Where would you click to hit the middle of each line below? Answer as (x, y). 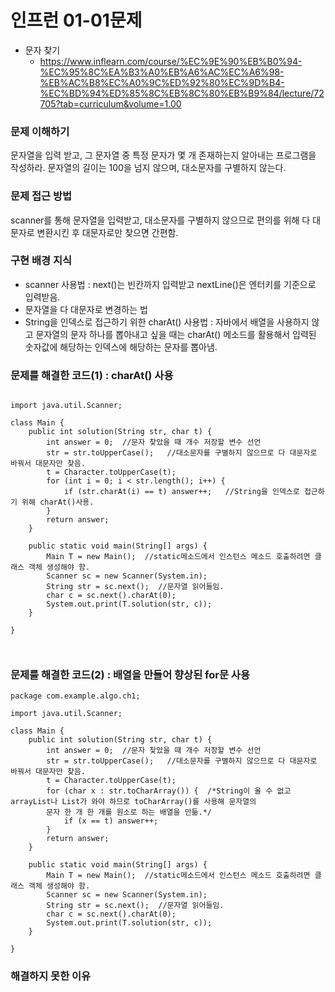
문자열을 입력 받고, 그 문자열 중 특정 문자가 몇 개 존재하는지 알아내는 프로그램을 (163, 155)
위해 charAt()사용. (58, 502)
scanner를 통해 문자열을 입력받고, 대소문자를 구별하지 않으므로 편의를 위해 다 (160, 220)
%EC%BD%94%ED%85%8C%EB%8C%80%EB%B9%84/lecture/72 (182, 93)
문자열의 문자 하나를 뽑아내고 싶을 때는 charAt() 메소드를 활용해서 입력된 (176, 334)
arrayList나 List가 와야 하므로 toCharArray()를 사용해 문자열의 (133, 802)
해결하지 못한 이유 (51, 976)
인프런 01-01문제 (76, 20)
